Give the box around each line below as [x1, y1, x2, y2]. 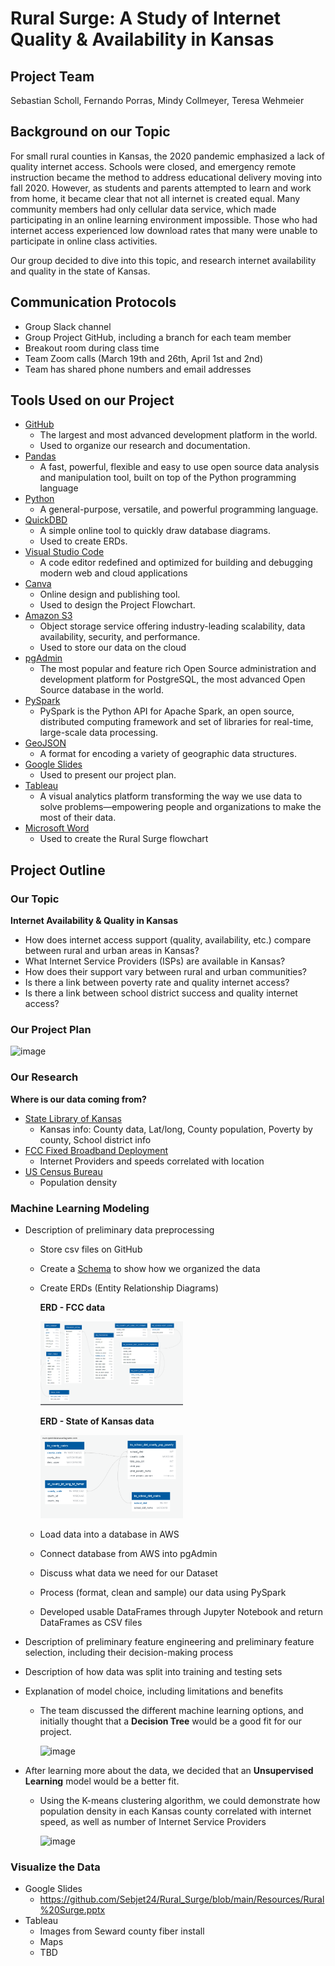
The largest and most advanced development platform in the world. [39, 429, 318, 441]
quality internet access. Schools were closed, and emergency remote [10, 160, 297, 172]
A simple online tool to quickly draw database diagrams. [39, 525, 271, 537]
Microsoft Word [24, 822, 90, 834]
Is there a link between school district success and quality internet [24, 987, 298, 999]
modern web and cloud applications [39, 567, 188, 579]
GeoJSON [24, 737, 67, 749]
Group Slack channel [24, 320, 112, 332]
